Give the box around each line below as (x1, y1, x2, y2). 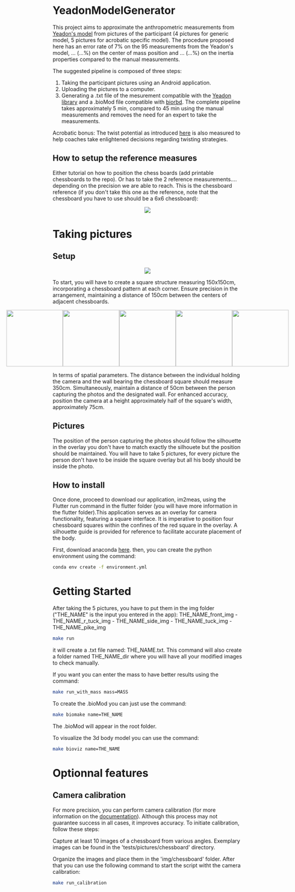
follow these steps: (52, 825, 99, 833)
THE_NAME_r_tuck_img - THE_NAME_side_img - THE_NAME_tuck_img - (52, 617, 232, 625)
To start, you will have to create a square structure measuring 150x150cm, (52, 278, 236, 285)
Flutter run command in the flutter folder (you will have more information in (52, 502, 238, 510)
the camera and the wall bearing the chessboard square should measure (52, 378, 233, 385)
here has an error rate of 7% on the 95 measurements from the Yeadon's (52, 43, 234, 50)
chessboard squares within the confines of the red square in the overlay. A (52, 521, 238, 529)
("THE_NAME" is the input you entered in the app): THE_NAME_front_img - (52, 611, 238, 619)
